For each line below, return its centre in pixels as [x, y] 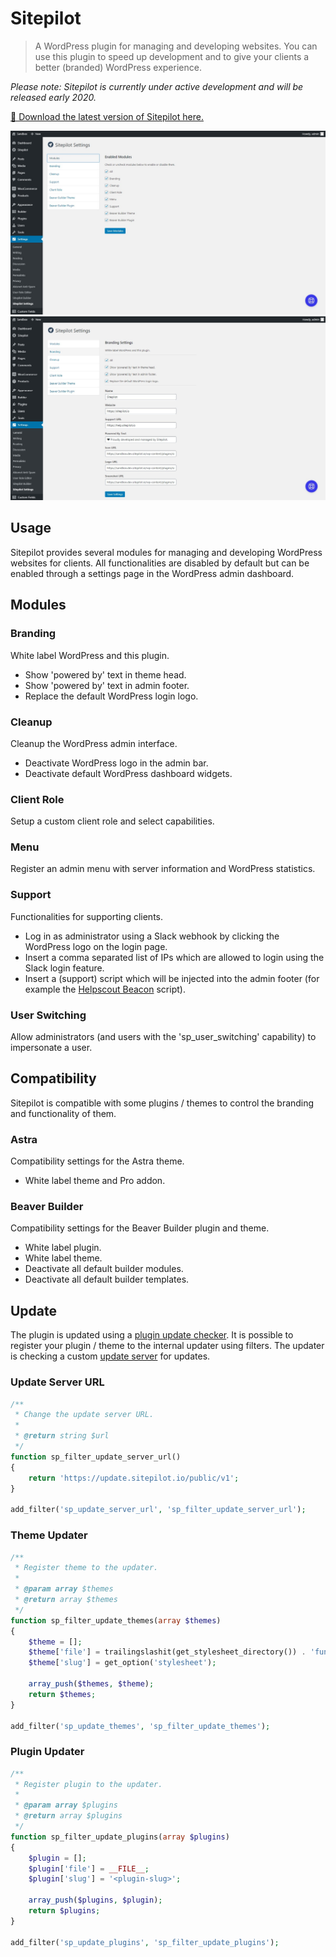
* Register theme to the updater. [86, 1568]
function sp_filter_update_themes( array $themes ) [116, 1620]
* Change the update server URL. [84, 1415]
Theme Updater [49, 1535]
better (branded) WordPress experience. [118, 67]
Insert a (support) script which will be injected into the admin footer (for [172, 978]
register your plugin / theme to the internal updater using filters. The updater [167, 1346]
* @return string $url [62, 1436]
